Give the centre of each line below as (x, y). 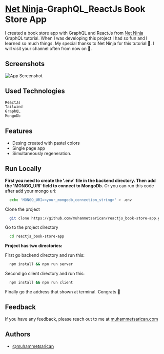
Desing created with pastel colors (46, 143)
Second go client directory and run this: (45, 274)
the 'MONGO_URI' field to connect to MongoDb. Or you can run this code (80, 186)
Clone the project (22, 209)
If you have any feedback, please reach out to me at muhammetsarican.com (82, 319)
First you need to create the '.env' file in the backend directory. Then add (81, 180)
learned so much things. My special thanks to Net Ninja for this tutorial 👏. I (80, 43)
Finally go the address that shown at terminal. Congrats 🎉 (63, 292)
